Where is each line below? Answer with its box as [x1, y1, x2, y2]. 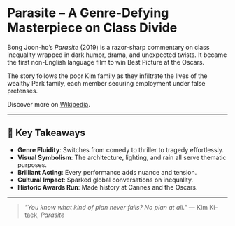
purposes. [17, 160, 48, 169]
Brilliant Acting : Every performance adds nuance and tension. [17, 168, 197, 176]
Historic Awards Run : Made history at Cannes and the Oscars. [17, 182, 198, 191]
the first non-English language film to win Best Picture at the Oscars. [7, 58, 205, 66]
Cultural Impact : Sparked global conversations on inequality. [17, 175, 194, 184]
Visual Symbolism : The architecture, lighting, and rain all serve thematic [17, 153, 227, 161]
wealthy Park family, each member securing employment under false [7, 79, 206, 87]
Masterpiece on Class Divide [7, 20, 178, 36]
